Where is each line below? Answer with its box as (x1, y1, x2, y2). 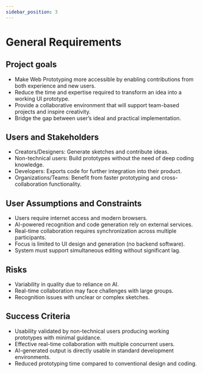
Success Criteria (5, 311, 71, 322)
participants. (14, 234, 46, 241)
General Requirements (5, 35, 122, 49)
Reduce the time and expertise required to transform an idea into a (14, 88, 182, 96)
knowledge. (14, 161, 45, 168)
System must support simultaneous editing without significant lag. (14, 247, 181, 254)
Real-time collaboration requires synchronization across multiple (14, 227, 177, 235)
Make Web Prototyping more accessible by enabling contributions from (14, 76, 194, 83)
